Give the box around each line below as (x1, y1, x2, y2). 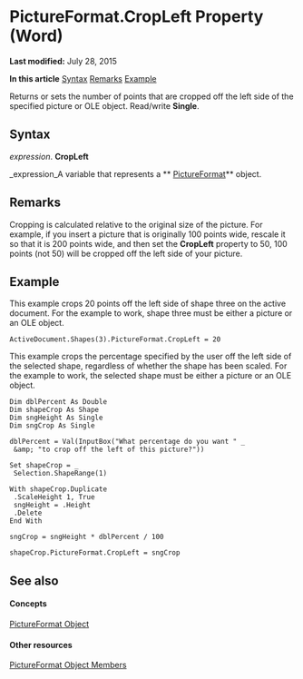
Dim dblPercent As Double (9, 398, 107, 407)
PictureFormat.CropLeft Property (9, 6, 264, 27)
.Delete (13, 508, 43, 518)
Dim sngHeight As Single (9, 413, 103, 423)
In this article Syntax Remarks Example (9, 73, 157, 84)
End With (9, 517, 43, 526)
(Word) (9, 25, 64, 46)
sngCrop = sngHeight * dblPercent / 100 (9, 533, 165, 542)
